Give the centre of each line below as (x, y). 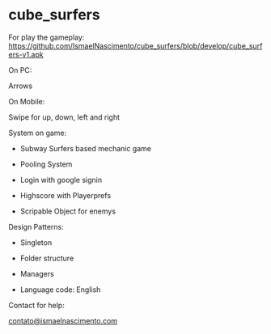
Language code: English (60, 290)
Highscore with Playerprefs (66, 195)
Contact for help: (36, 305)
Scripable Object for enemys (68, 211)
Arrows (21, 86)
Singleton (36, 242)
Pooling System (46, 164)
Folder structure (47, 258)
